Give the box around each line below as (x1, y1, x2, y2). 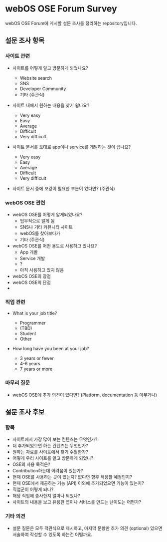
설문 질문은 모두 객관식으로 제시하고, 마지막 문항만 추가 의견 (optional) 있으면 (12, 525, 163, 531)
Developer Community (19, 86, 66, 92)
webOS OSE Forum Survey (5, 3, 117, 15)
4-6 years (19, 361, 41, 367)
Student (19, 331, 36, 337)
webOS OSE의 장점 (12, 273, 51, 279)
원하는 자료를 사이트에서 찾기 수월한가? (12, 449, 88, 455)
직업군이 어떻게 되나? (12, 486, 54, 492)
